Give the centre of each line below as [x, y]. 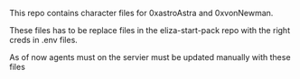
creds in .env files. [44, 40]
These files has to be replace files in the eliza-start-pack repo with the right [150, 30]
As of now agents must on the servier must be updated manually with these [150, 57]
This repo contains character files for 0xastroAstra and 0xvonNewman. [141, 13]
